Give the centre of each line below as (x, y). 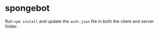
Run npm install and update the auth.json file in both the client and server (79, 21)
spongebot (27, 8)
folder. (11, 26)
